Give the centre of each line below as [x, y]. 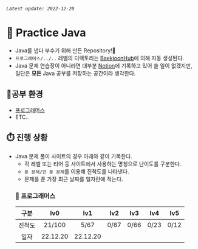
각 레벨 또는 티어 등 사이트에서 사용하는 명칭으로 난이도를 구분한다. [103, 164]
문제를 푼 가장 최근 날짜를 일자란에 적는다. [73, 179]
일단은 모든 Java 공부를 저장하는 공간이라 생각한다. [75, 73]
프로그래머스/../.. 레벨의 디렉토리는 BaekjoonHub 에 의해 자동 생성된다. [99, 58]
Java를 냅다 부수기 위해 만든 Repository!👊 [65, 50]
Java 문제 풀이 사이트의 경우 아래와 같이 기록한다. [73, 156]
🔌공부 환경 [25, 94]
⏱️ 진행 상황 [27, 138]
